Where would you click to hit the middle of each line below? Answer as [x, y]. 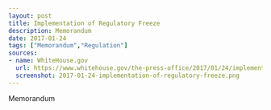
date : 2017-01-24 [38, 38]
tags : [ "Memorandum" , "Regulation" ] [68, 46]
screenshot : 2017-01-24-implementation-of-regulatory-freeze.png [128, 75]
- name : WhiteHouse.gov [48, 61]
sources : [23, 53]
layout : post [30, 16]
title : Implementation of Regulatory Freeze [84, 23]
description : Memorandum [50, 31]
